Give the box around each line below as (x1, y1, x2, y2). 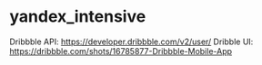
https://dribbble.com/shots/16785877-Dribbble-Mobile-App (9, 45, 233, 56)
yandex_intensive (9, 6, 146, 27)
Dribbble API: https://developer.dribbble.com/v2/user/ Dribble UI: (9, 36, 254, 47)
